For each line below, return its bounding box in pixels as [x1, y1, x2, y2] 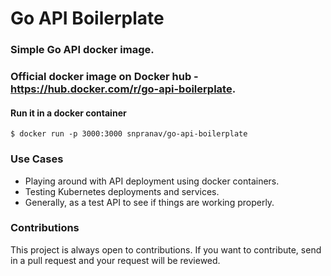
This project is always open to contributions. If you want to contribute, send [10, 243, 322, 256]
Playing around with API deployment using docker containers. [24, 175, 280, 187]
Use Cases [10, 152, 64, 166]
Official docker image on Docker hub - [10, 70, 199, 84]
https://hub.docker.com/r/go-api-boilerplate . [10, 82, 237, 96]
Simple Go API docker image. [10, 43, 155, 57]
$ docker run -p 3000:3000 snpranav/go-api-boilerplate [10, 129, 248, 139]
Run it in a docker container [10, 107, 127, 119]
